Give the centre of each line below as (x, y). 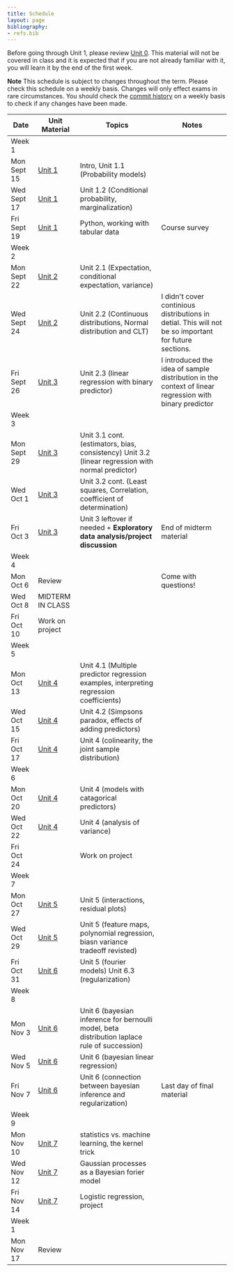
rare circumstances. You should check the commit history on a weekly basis (116, 96)
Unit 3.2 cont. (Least (114, 481)
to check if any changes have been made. (67, 104)
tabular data (100, 232)
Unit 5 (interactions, (112, 900)
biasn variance (104, 942)
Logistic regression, (112, 1197)
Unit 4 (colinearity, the (116, 740)
